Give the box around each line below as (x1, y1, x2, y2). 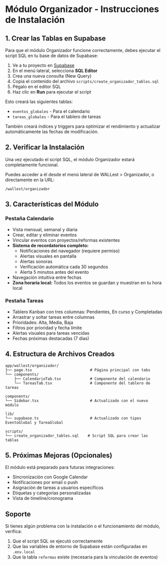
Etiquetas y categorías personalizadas (12, 490, 91, 496)
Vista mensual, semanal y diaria (12, 226, 78, 232)
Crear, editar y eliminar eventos (12, 232, 77, 238)
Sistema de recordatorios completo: (12, 242, 89, 248)
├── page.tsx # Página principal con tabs (5, 367, 151, 372)
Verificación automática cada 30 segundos (19, 264, 108, 270)
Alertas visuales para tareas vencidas (12, 330, 90, 336)
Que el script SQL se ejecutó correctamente (12, 538, 103, 544)
